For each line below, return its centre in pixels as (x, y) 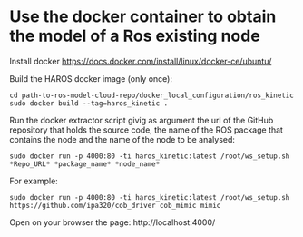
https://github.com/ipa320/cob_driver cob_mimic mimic (115, 205)
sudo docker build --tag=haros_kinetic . (89, 103)
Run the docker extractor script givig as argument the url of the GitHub (142, 120)
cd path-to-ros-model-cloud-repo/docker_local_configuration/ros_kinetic (152, 95)
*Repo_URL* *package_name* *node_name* (85, 164)
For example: (34, 181)
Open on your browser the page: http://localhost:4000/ (112, 222)
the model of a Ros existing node (135, 36)
